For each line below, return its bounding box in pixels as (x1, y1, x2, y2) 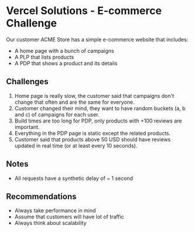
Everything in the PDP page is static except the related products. (14, 129, 171, 137)
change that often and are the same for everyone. (14, 98, 135, 105)
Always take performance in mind (14, 207, 96, 214)
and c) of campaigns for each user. (14, 111, 100, 118)
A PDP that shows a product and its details (14, 60, 118, 67)
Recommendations (6, 192, 77, 202)
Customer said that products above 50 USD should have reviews (14, 136, 171, 143)
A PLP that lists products (14, 53, 74, 60)
